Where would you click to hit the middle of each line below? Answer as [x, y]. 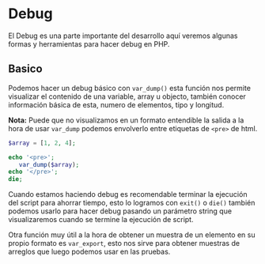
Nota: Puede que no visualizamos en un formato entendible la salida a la [126, 120]
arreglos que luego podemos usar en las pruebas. [89, 252]
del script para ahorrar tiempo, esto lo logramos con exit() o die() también [132, 203]
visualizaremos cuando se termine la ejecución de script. [101, 220]
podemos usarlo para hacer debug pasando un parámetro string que [120, 211]
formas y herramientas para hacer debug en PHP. [89, 43]
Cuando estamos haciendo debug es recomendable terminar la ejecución [128, 194]
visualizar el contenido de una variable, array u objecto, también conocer [127, 96]
